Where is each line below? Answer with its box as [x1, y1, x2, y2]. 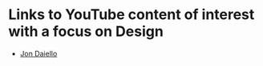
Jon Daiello [19, 49, 58, 58]
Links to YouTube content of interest [8, 6, 255, 24]
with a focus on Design [8, 22, 164, 41]
